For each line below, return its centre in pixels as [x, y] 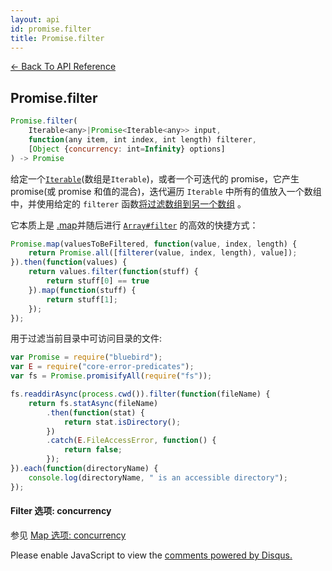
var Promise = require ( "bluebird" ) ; [86, 357]
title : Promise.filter [57, 38]
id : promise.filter [51, 29]
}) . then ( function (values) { [69, 262]
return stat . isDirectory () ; [122, 422]
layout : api [35, 19]
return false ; [93, 450]
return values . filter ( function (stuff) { [113, 272]
